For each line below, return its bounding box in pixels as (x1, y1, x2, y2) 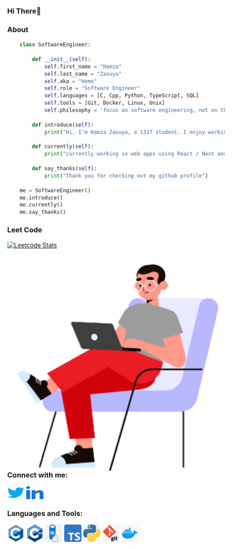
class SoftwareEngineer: (19, 41, 91, 48)
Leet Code (7, 225, 43, 235)
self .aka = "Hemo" (43, 77, 97, 85)
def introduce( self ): (32, 121, 95, 128)
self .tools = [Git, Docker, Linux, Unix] (43, 99, 166, 106)
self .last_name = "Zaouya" (43, 70, 122, 77)
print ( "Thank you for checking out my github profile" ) (43, 172, 209, 179)
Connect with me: (7, 470, 68, 479)
